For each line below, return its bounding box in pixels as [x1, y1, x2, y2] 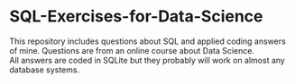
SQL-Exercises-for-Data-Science [9, 6, 263, 27]
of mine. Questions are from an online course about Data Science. [9, 45, 255, 55]
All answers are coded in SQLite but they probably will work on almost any [9, 55, 286, 65]
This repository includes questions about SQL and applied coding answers [9, 36, 286, 46]
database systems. [9, 64, 79, 75]
